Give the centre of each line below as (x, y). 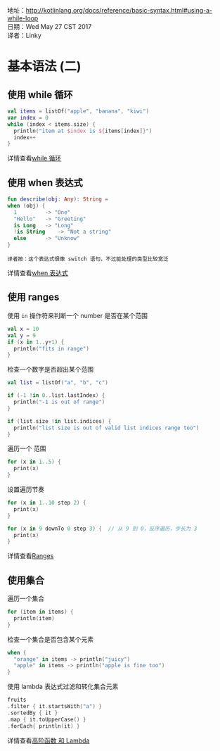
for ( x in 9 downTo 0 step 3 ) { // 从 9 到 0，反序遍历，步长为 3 (102, 529)
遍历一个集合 (26, 599)
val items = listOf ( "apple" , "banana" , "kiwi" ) (78, 111)
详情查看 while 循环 (34, 158)
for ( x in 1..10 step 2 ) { (47, 503)
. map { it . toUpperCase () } (47, 719)
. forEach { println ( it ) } (44, 726)
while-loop (23, 18)
